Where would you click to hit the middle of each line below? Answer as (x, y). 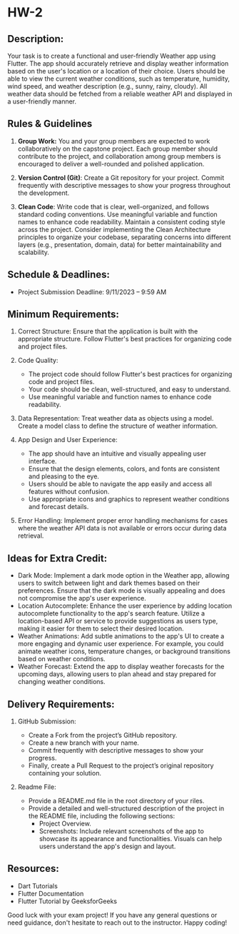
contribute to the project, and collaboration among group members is (119, 156)
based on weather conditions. (61, 659)
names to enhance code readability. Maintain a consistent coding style (122, 221)
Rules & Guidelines (50, 124)
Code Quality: (38, 361)
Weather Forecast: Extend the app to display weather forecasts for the (121, 667)
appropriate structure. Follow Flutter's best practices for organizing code (124, 339)
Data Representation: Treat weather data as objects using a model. (116, 418)
